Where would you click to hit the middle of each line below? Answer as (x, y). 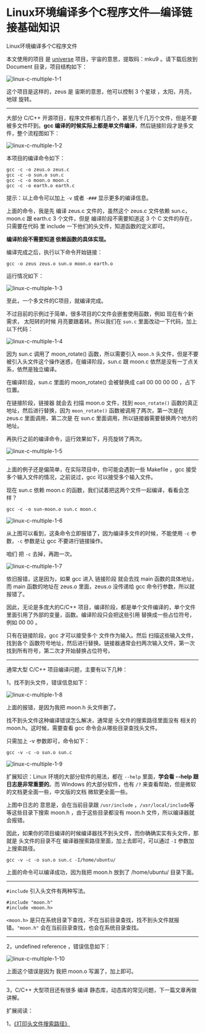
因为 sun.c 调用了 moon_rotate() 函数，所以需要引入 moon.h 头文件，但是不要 (103, 354)
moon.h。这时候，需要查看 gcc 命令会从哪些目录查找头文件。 (84, 728)
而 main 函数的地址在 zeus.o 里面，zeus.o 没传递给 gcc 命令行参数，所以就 (101, 586)
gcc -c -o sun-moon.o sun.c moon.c (52, 509)
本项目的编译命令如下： (36, 158)
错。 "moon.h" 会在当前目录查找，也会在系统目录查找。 (74, 927)
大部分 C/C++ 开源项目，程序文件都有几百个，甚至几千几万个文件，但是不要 (102, 117)
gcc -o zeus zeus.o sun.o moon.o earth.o (60, 264)
